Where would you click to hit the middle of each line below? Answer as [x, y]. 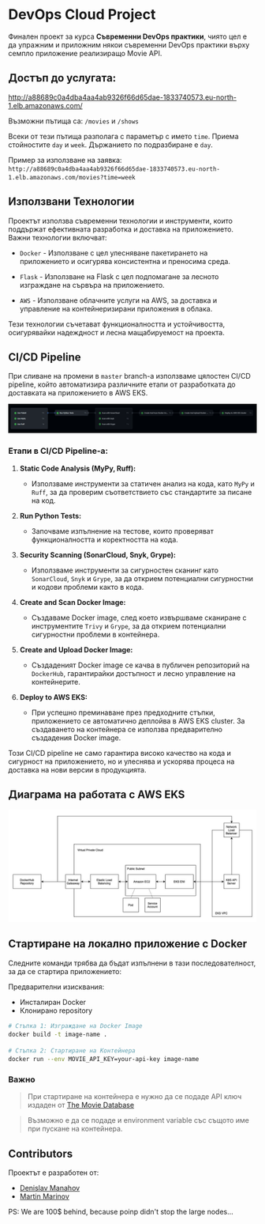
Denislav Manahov [50, 1188]
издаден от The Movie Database [81, 1105]
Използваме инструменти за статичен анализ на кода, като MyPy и [143, 483]
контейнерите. [56, 682]
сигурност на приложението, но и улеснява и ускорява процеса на [121, 761]
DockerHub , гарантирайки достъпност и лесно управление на [133, 673]
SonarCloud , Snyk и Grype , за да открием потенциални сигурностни [142, 578]
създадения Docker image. [76, 738]
